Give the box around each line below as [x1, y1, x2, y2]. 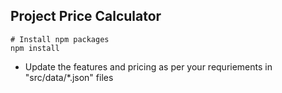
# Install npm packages [10, 34, 110, 44]
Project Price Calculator [10, 8, 162, 25]
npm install [10, 43, 60, 53]
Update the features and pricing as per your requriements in [24, 60, 273, 73]
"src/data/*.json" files [24, 71, 114, 83]
